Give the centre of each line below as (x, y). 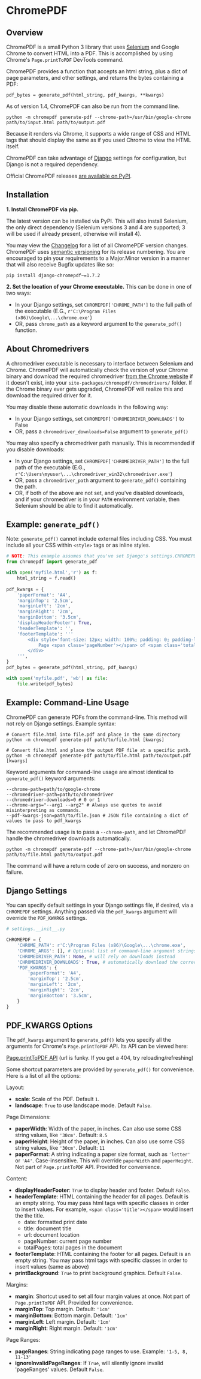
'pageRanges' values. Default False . (59, 1369)
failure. (15, 872)
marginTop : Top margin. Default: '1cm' (63, 1309)
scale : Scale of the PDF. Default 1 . (57, 1099)
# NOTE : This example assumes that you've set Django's (77, 556)
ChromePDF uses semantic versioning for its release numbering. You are (96, 251)
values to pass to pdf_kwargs (44, 821)
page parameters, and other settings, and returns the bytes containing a (95, 78)
